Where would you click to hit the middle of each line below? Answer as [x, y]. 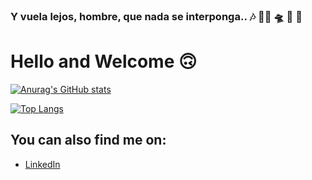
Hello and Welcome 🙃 [104, 61]
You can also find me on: [88, 140]
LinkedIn [42, 164]
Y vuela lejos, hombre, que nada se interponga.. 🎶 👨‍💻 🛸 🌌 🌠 [156, 16]
